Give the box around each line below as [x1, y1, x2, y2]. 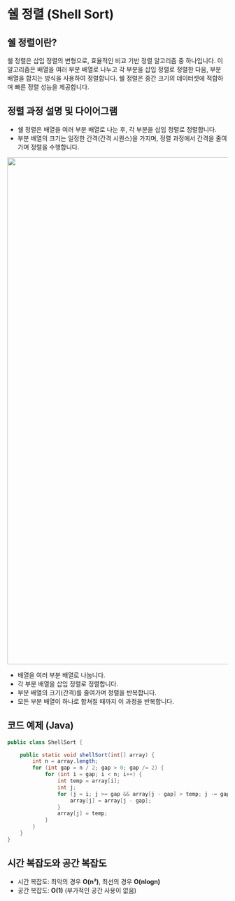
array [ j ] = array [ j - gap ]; [69, 797, 152, 804]
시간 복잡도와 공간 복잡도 [7, 857, 107, 869]
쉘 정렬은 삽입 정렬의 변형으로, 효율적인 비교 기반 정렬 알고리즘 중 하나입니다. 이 [7, 57, 224, 65]
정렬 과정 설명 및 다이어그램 [7, 105, 117, 117]
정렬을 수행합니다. [30, 142, 80, 151]
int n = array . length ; [32, 758, 99, 765]
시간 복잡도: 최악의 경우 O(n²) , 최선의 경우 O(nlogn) [17, 877, 161, 886]
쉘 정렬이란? [7, 36, 57, 48]
